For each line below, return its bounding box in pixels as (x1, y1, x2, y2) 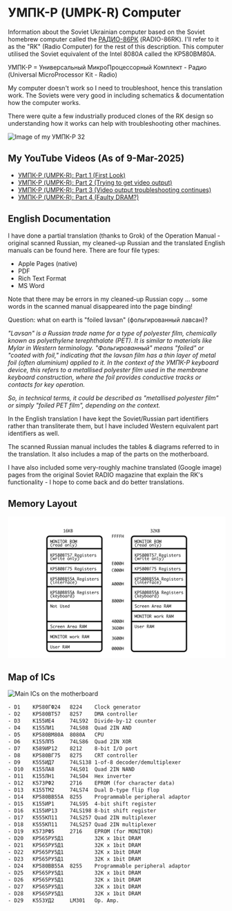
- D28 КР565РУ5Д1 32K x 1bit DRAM (8, 890, 141, 897)
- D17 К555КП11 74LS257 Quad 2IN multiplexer (8, 814, 157, 821)
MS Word (17, 281, 45, 289)
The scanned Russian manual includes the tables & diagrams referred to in (8, 442, 220, 450)
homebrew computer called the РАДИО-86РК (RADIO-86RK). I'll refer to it (8, 35, 220, 43)
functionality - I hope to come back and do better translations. (8, 478, 185, 486)
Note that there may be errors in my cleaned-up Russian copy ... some (8, 295, 208, 303)
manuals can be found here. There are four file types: (8, 246, 160, 254)
